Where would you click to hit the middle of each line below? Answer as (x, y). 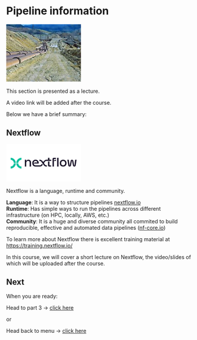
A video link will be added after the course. (59, 102)
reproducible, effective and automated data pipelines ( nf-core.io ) (86, 227)
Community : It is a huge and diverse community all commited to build (92, 221)
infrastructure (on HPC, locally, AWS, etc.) (58, 215)
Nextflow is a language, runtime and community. (66, 191)
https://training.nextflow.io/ (39, 245)
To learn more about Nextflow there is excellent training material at (88, 239)
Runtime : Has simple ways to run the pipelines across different (84, 208)
